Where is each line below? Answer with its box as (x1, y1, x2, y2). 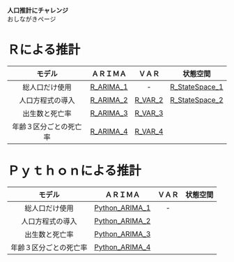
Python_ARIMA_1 (93, 203, 151, 212)
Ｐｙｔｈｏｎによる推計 (7, 163, 141, 179)
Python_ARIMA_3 (93, 229, 151, 239)
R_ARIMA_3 (90, 108, 128, 117)
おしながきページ (7, 15, 56, 23)
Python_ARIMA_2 (93, 216, 151, 226)
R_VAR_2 (134, 95, 164, 105)
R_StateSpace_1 (170, 82, 224, 92)
